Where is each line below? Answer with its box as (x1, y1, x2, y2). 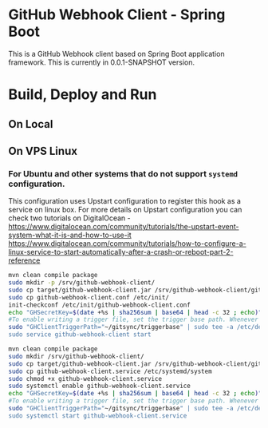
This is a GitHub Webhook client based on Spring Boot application (8, 49, 225, 58)
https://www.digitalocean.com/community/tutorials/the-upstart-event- (8, 222, 239, 232)
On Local (8, 117, 53, 131)
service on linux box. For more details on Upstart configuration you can (8, 205, 242, 215)
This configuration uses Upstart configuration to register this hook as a (8, 196, 242, 206)
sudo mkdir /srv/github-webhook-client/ (8, 352, 145, 360)
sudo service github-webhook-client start (8, 331, 152, 339)
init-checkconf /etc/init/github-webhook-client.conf (8, 301, 191, 309)
